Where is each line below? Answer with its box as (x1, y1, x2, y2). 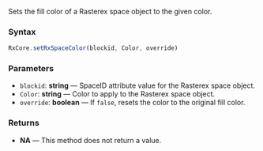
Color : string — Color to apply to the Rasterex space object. (19, 89, 216, 99)
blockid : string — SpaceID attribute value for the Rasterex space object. (19, 81, 255, 90)
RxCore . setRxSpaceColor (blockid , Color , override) (8, 44, 178, 52)
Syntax (8, 26, 36, 37)
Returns (8, 118, 39, 129)
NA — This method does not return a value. (19, 135, 162, 145)
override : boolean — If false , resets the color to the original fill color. (19, 98, 246, 108)
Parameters (8, 63, 54, 74)
